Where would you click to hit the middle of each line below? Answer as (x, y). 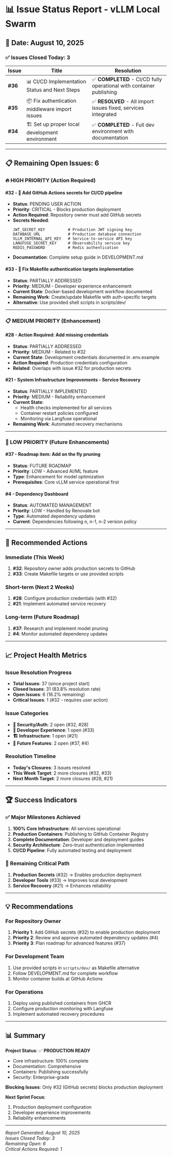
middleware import (49, 109)
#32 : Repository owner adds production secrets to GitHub (74, 568)
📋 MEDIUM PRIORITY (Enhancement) (53, 321)
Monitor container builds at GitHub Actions (58, 978)
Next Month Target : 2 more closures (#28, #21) (63, 778)
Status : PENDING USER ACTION (47, 204)
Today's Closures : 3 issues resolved (51, 767)
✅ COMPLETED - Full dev (123, 125)
